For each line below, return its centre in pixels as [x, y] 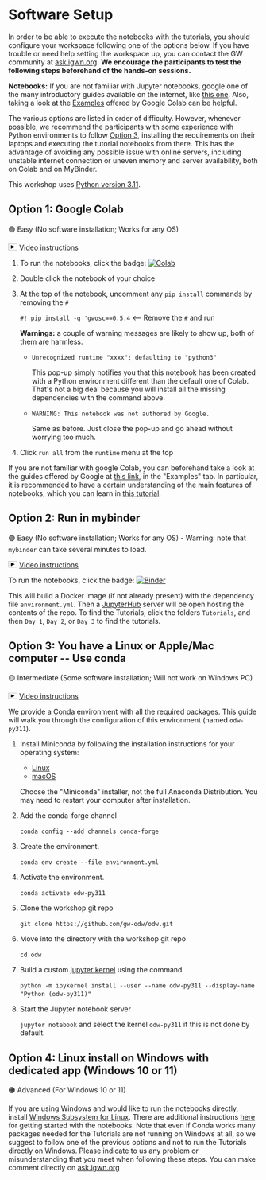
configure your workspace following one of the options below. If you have [129, 45]
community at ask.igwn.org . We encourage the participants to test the [125, 62]
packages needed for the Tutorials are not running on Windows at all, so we [132, 1134]
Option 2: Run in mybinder [74, 518]
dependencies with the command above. [98, 397]
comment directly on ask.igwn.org [64, 1168]
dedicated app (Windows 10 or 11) [93, 1071]
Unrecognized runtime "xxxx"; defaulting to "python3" [124, 357]
